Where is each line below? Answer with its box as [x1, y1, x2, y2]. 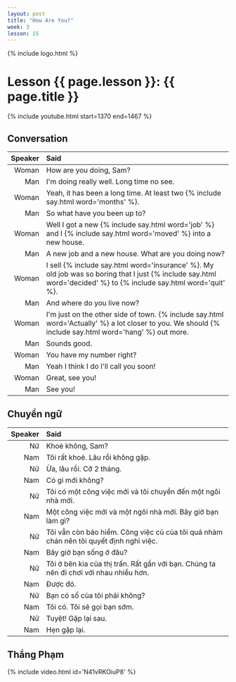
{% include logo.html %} [7, 49, 79, 58]
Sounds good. [46, 339, 93, 348]
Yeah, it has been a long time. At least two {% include [46, 188, 221, 198]
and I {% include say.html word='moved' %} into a [46, 229, 211, 238]
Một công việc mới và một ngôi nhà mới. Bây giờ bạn [46, 507, 219, 517]
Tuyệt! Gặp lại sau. [46, 613, 107, 623]
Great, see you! [46, 373, 97, 382]
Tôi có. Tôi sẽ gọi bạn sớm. [46, 602, 135, 612]
